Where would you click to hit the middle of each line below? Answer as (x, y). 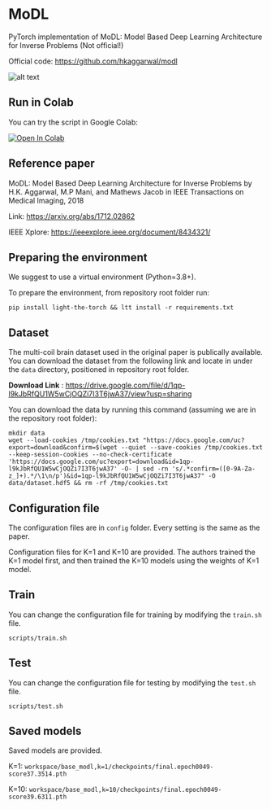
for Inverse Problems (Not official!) (66, 45)
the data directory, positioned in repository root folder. (99, 370)
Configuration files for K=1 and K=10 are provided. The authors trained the (132, 552)
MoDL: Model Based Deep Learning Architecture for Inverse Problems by (131, 183)
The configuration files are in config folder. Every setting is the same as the (134, 527)
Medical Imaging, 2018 (46, 200)
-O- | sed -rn (144, 469)
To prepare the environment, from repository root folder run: (109, 293)
